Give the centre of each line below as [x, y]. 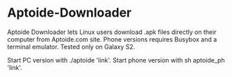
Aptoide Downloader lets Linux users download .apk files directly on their [112, 32]
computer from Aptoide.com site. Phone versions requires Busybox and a [112, 39]
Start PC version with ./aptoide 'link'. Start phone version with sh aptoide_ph [116, 60]
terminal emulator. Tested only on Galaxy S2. [71, 46]
